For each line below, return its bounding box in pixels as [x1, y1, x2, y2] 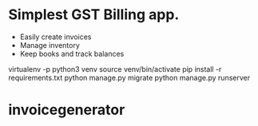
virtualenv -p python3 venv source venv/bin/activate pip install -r [8, 64, 222, 73]
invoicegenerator [8, 101, 125, 119]
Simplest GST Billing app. [8, 6, 180, 24]
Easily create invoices [19, 32, 92, 41]
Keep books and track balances [19, 49, 125, 58]
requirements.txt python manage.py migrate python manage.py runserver [8, 73, 250, 82]
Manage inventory [19, 40, 80, 49]
